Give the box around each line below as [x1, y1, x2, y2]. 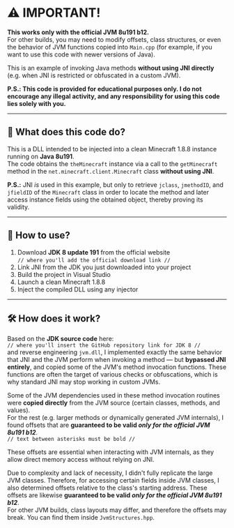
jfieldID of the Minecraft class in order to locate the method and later [7, 188, 210, 196]
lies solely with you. [7, 99, 66, 107]
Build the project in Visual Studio [17, 270, 111, 278]
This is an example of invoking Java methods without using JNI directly [7, 63, 214, 72]
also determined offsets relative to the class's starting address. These [7, 483, 208, 492]
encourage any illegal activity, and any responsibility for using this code [7, 92, 221, 100]
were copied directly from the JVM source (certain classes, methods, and [7, 399, 221, 407]
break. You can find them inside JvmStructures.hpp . [7, 513, 155, 522]
